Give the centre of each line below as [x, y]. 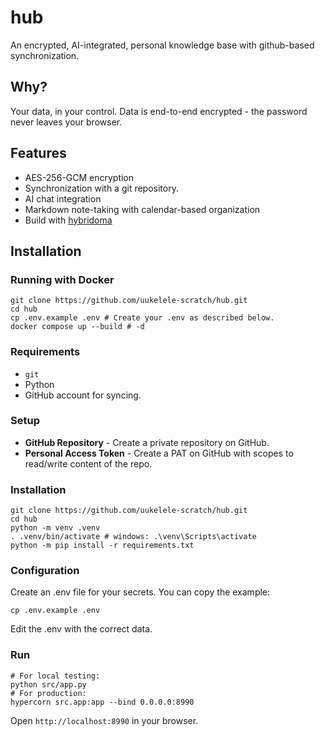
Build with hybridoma [68, 220]
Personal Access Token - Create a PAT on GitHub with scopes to [159, 453]
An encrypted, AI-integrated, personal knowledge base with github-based [162, 45]
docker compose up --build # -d [77, 327]
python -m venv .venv [55, 528]
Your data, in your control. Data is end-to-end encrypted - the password [159, 111]
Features [38, 153]
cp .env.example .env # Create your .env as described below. [142, 318]
